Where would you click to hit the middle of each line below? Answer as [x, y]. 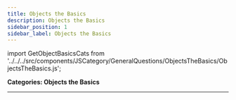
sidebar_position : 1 [38, 27]
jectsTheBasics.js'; [34, 68]
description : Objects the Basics [56, 20]
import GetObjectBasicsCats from [56, 54]
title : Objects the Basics [47, 14]
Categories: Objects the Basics [53, 82]
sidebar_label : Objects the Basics [59, 33]
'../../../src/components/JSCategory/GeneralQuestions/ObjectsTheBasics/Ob [118, 61]
